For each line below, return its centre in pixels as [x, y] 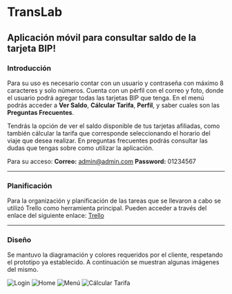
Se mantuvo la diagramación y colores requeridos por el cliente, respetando [115, 255]
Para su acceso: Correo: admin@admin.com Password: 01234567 [102, 161]
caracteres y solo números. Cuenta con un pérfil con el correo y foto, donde [116, 90]
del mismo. [23, 270]
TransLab [35, 12]
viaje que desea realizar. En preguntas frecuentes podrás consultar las [108, 140]
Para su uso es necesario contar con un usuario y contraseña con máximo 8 [116, 83]
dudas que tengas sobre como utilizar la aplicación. [80, 148]
